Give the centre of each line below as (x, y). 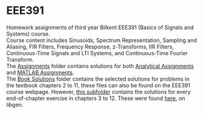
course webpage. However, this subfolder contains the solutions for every (98, 92)
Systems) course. (28, 33)
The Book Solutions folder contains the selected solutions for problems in (98, 79)
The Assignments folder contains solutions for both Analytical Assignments (100, 66)
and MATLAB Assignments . (40, 72)
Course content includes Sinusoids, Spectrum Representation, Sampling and (101, 40)
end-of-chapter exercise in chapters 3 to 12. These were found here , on (96, 98)
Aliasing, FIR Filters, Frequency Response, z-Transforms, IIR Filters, (90, 47)
